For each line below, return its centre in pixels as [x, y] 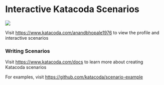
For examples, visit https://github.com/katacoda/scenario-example [74, 77]
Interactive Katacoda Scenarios [72, 9]
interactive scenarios [27, 38]
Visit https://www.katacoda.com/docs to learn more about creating [74, 62]
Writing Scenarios [28, 51]
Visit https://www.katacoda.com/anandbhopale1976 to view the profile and [82, 32]
